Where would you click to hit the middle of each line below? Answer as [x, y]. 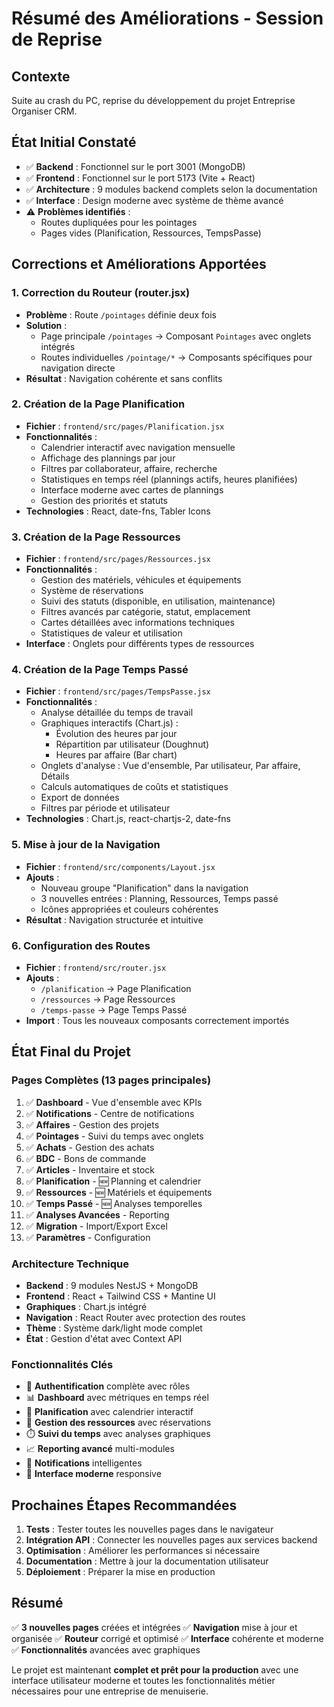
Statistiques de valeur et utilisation [111, 633]
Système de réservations [92, 591]
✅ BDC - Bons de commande [86, 1158]
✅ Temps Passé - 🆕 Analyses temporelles [114, 1203]
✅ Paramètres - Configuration [88, 1237]
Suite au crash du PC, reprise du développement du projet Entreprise [153, 100]
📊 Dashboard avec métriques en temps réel [117, 1398]
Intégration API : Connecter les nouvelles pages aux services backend [171, 1540]
